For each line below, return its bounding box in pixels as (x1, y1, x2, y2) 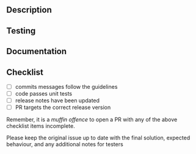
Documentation (6, 46, 67, 57)
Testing (6, 26, 36, 36)
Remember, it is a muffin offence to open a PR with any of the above (6, 116, 178, 124)
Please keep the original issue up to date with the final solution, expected (6, 134, 191, 142)
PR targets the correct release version (15, 103, 111, 111)
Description (6, 5, 52, 15)
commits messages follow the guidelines (15, 83, 118, 90)
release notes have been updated (15, 97, 100, 104)
